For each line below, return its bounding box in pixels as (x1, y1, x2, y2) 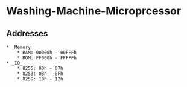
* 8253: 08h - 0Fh (17, 71, 63, 77)
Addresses (6, 28, 48, 39)
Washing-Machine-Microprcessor (6, 4, 182, 18)
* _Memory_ (6, 44, 34, 50)
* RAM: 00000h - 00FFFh (17, 50, 77, 56)
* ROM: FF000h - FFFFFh (17, 55, 77, 61)
